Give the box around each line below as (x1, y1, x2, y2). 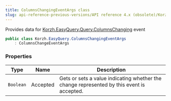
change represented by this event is (59, 81, 145, 88)
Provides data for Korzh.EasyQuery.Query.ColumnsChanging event (5, 26, 146, 32)
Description (96, 66, 126, 73)
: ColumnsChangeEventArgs (14, 41, 70, 46)
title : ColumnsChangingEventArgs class (5, 7, 90, 13)
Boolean (8, 82, 26, 87)
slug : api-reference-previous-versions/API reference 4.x (5, 12, 131, 17)
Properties (5, 53, 32, 60)
